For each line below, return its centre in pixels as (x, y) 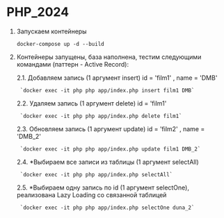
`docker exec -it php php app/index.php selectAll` (96, 174)
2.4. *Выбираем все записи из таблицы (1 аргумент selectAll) (107, 162)
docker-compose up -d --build (61, 44)
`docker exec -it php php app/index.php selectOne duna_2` (107, 208)
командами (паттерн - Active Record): (73, 64)
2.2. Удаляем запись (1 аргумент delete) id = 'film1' (91, 103)
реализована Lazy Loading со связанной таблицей (91, 194)
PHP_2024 (38, 12)
